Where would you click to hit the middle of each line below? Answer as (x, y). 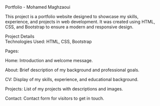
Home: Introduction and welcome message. (49, 60)
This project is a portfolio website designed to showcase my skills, (72, 16)
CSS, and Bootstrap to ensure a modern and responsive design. (69, 27)
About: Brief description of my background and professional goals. (72, 70)
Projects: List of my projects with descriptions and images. (64, 89)
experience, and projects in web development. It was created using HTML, (80, 22)
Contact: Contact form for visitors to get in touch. (55, 98)
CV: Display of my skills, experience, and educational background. (72, 79)
